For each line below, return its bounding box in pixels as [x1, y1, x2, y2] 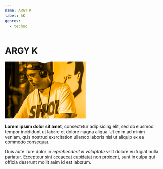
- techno [9, 24, 27, 28]
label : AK [5, 13, 26, 18]
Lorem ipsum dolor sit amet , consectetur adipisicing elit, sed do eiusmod [5, 123, 154, 130]
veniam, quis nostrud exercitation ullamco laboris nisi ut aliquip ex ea [5, 134, 144, 140]
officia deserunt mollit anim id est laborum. [5, 159, 92, 165]
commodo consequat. [5, 139, 50, 145]
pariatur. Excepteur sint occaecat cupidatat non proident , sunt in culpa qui [5, 154, 155, 160]
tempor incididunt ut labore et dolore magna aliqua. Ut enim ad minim [5, 129, 145, 135]
